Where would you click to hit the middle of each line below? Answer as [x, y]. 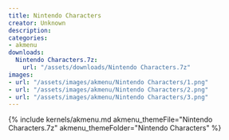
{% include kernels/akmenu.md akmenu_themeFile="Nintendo [111, 119]
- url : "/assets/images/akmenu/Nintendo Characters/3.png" [109, 97]
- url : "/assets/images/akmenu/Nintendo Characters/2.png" [109, 89]
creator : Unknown [37, 23]
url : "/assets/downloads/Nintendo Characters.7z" [107, 68]
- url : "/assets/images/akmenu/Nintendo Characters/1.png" [109, 82]
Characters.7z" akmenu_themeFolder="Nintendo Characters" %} [115, 128]
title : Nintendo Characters [55, 16]
